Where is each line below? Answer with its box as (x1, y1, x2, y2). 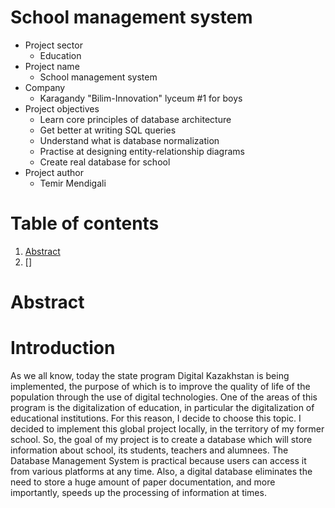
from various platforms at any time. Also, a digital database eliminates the (10, 466, 313, 477)
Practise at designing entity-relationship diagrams (39, 145, 245, 157)
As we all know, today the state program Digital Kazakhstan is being (10, 370, 290, 381)
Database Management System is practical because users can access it (10, 455, 307, 466)
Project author (24, 166, 84, 178)
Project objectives (24, 102, 100, 115)
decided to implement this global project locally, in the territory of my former (10, 423, 325, 435)
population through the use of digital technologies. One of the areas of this (10, 391, 318, 403)
